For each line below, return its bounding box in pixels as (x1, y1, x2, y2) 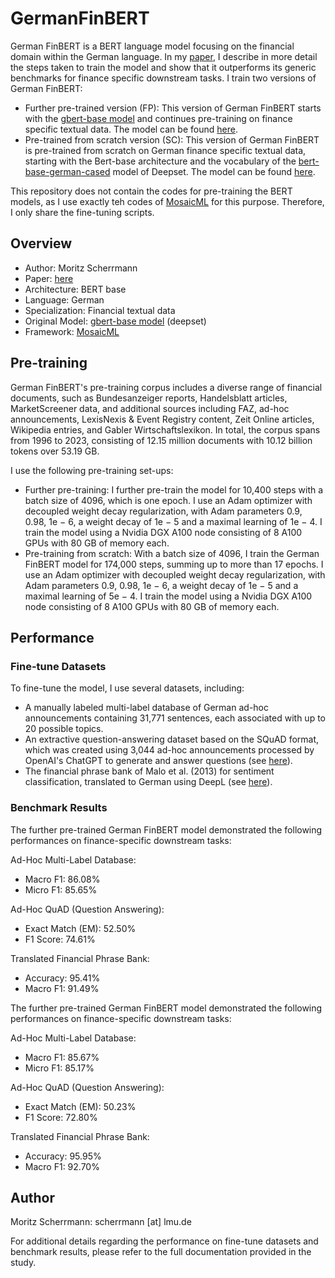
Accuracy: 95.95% (24, 1150, 102, 1162)
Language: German (24, 293, 105, 306)
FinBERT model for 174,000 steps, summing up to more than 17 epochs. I (24, 558, 324, 570)
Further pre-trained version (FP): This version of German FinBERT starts (24, 102, 322, 114)
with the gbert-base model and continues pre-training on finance (24, 112, 293, 124)
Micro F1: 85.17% (24, 1062, 95, 1074)
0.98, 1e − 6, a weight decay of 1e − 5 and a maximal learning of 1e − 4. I (24, 515, 323, 527)
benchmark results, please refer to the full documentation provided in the (10, 1246, 312, 1258)
